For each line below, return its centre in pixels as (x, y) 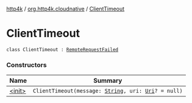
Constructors (27, 65)
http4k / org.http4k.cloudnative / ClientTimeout (66, 9)
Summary (108, 80)
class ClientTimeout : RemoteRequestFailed (62, 49)
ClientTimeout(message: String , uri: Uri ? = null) (108, 91)
